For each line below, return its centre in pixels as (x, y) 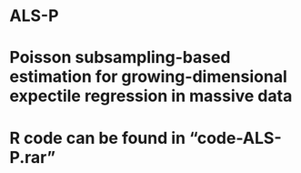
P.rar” (33, 157)
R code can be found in (98, 138)
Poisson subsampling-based (120, 58)
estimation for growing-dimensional (149, 77)
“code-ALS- (236, 138)
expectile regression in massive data (151, 96)
